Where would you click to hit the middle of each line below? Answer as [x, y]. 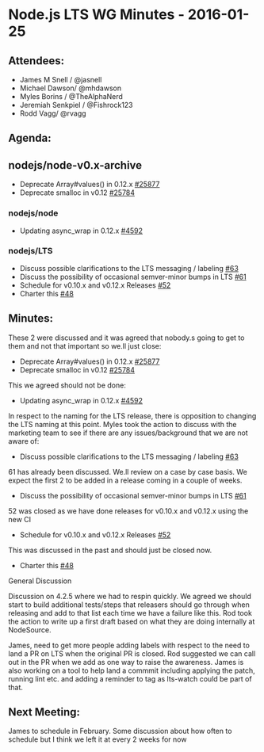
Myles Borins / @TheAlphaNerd [71, 96]
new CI [20, 519]
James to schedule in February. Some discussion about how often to [120, 731]
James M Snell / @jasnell [61, 80]
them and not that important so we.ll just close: [85, 345]
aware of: [24, 441]
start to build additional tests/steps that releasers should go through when [129, 605]
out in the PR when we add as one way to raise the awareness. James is [126, 662]
